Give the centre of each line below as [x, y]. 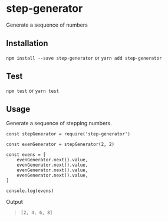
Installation [27, 43]
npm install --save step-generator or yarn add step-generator [84, 57]
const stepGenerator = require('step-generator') [68, 134]
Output [14, 202]
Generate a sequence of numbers [47, 25]
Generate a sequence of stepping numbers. [59, 123]
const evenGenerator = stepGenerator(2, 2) [60, 144]
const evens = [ [26, 155]
